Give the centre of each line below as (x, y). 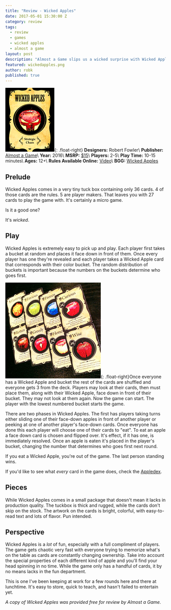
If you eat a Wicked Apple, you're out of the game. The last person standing (85, 456)
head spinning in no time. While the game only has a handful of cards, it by (83, 566)
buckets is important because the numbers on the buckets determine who (83, 270)
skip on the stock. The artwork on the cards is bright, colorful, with (75, 510)
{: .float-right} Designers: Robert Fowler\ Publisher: (109, 150)
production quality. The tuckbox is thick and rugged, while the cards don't (83, 505)
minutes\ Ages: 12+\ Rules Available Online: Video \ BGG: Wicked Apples (82, 161)
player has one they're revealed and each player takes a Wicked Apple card (84, 259)
